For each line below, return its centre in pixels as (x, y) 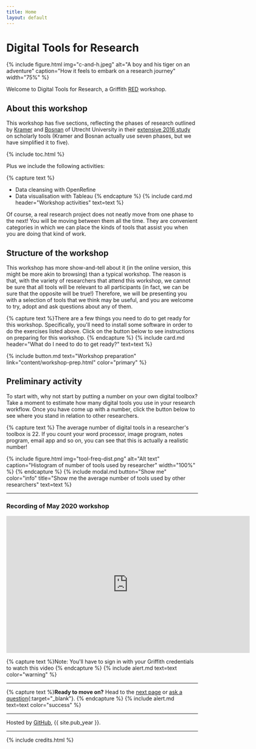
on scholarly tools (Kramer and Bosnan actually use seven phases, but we (99, 136)
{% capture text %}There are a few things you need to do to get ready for (98, 318)
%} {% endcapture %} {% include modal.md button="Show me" (87, 471)
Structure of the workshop (57, 253)
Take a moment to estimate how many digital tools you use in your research (101, 403)
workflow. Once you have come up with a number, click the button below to (101, 409)
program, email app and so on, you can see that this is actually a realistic (97, 440)
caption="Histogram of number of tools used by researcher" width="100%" (101, 465)
